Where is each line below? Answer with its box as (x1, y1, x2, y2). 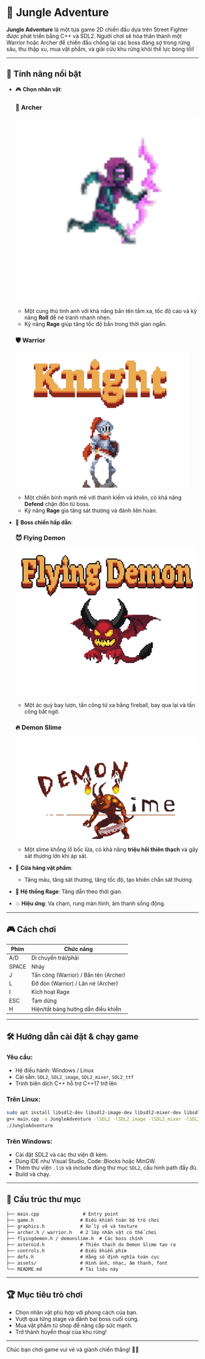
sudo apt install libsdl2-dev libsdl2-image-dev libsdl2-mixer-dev (6, 1110, 182, 1116)
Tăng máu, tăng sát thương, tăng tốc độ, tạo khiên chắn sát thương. (24, 876, 193, 883)
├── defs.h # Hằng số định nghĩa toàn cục (6, 1254, 160, 1260)
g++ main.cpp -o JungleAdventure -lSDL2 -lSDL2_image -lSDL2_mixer (6, 1116, 182, 1122)
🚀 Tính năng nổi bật (6, 69, 82, 79)
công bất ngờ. (24, 708, 60, 715)
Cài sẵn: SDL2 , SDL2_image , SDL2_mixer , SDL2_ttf (15, 1073, 134, 1081)
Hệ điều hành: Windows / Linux (15, 1067, 95, 1074)
